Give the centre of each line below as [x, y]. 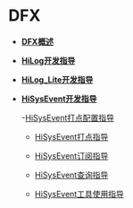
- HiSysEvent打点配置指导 [68, 117]
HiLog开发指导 [48, 60]
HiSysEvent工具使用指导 [79, 194]
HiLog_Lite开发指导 [57, 79]
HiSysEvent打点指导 [71, 136]
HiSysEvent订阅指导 [71, 156]
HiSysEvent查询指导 [71, 175]
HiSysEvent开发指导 [59, 99]
